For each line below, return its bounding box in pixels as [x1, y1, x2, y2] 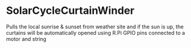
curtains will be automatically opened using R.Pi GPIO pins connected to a [6, 29, 185, 36]
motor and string [6, 35, 46, 42]
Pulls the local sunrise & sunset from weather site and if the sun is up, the [6, 23, 184, 30]
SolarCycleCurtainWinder [6, 4, 135, 17]
